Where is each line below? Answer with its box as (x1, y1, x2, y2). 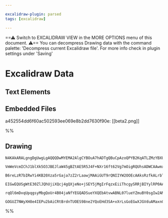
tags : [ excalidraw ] (5, 16, 46, 21)
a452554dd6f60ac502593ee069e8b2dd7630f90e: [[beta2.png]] (5, 118, 140, 124)
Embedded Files (5, 104, 56, 113)
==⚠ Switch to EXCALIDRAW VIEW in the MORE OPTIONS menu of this (5, 34, 152, 40)
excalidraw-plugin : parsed (5, 11, 61, 16)
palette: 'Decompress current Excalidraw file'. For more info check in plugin (5, 45, 160, 51)
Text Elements (5, 88, 51, 96)
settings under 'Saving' (5, 50, 53, 56)
